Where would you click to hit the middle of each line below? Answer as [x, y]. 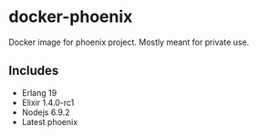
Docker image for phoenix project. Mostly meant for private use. [129, 42]
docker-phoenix [71, 17]
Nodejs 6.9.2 [46, 112]
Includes [34, 71]
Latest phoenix [50, 121]
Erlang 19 [39, 92]
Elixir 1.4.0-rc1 [48, 102]
